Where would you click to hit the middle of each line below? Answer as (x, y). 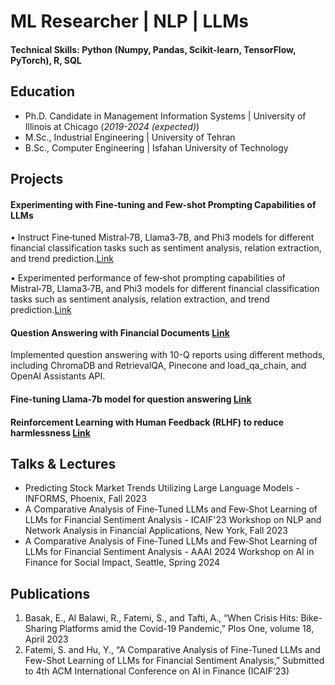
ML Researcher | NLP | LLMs (129, 21)
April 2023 (46, 639)
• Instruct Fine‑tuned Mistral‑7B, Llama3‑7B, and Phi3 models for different (162, 237)
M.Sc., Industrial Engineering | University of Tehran (130, 137)
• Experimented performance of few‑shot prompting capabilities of (148, 278)
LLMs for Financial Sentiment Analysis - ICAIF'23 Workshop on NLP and (173, 520)
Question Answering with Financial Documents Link (120, 332)
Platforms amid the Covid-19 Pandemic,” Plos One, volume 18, (187, 629)
